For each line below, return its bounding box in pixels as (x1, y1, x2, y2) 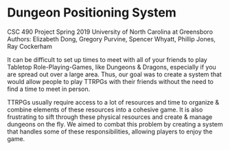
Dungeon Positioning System (7, 5, 176, 21)
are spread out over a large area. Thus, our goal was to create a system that (7, 70, 222, 78)
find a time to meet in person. (7, 85, 91, 93)
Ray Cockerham (7, 42, 53, 50)
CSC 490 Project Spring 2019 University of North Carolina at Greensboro (7, 28, 214, 36)
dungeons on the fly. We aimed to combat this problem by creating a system (7, 120, 223, 128)
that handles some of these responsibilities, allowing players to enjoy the (7, 127, 213, 136)
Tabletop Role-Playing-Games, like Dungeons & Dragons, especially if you (7, 63, 216, 71)
